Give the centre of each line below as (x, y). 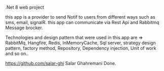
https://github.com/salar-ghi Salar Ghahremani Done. (61, 63)
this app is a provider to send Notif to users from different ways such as (80, 17)
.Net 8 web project (25, 7)
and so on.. (17, 53)
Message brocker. (24, 28)
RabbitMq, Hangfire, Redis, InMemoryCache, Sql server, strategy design (81, 43)
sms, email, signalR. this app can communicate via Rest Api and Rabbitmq (82, 22)
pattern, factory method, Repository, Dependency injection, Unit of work (81, 48)
